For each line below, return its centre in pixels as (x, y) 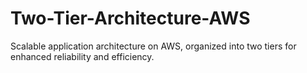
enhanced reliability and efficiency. (82, 56)
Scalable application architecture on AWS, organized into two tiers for (153, 46)
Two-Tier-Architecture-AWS (130, 18)
